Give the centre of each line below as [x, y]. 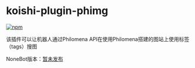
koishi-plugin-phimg [57, 11]
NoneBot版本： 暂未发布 [35, 59]
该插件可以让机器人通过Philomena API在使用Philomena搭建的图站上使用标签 [98, 39]
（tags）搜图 [22, 46]
